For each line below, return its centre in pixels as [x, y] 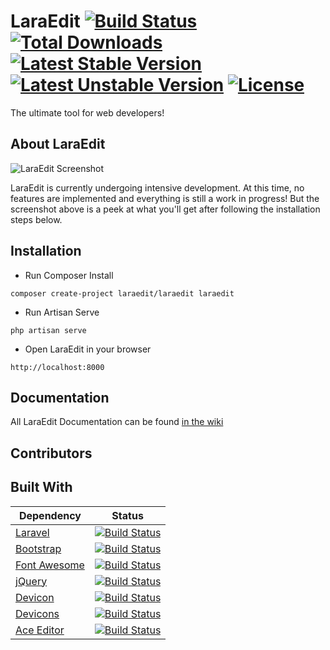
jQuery [31, 581]
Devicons [37, 613]
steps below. [36, 219]
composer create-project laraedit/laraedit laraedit [122, 293]
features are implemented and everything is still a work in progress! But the [165, 198]
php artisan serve [48, 330]
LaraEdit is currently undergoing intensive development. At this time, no [157, 187]
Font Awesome [50, 565]
